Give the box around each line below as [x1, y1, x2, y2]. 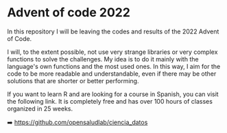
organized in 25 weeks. [7, 104, 73, 113]
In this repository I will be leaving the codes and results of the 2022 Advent [7, 27, 219, 35]
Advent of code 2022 [7, 5, 130, 20]
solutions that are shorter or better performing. [7, 76, 139, 85]
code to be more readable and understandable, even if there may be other [7, 70, 217, 78]
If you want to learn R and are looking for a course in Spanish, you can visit [7, 90, 219, 98]
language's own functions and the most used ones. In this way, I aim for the [7, 62, 221, 70]
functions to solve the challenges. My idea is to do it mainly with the [7, 55, 199, 63]
